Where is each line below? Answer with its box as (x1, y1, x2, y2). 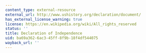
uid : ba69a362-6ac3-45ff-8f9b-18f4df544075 (5, 36, 99, 41)
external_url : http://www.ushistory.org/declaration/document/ (5, 12, 141, 17)
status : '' (5, 26, 28, 31)
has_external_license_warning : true (5, 17, 82, 22)
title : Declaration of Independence (5, 31, 82, 36)
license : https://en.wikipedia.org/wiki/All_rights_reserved (5, 21, 137, 27)
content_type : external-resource (5, 7, 76, 13)
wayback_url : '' (5, 40, 39, 45)
